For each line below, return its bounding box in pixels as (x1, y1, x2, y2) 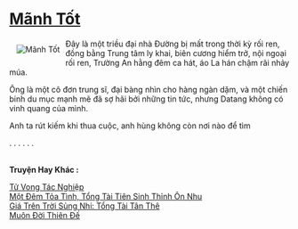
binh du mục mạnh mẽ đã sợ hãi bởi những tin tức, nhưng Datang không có (9, 94, 284, 104)
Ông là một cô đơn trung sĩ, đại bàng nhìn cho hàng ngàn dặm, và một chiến (9, 84, 288, 94)
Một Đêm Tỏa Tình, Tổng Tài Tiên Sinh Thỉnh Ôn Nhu (9, 191, 203, 201)
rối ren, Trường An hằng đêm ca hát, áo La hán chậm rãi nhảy (65, 57, 290, 68)
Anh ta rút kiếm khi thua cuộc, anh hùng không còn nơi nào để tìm (9, 120, 251, 131)
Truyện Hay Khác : (9, 164, 79, 175)
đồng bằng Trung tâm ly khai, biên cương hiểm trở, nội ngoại (65, 47, 287, 58)
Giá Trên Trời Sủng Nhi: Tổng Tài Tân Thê (9, 200, 160, 211)
